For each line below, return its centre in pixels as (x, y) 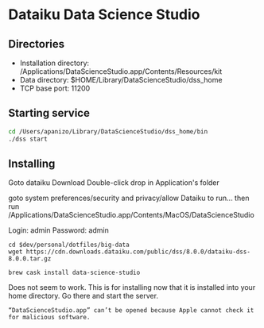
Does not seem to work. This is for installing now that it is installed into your (132, 287)
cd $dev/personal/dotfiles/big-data (69, 245)
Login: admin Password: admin (58, 230)
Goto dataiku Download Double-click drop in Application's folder (114, 183)
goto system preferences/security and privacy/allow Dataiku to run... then (129, 198)
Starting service (49, 113)
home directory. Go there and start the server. (83, 296)
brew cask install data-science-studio (74, 273)
